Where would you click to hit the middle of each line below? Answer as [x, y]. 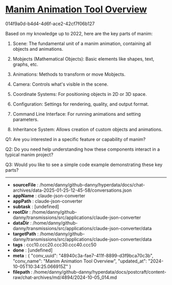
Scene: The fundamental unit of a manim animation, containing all [82, 43]
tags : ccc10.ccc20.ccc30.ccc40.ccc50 [55, 245]
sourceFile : [26, 185]
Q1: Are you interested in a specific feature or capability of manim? [76, 139]
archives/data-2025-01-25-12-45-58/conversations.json [72, 190]
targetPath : [26, 234]
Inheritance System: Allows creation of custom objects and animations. [88, 129]
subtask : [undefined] [36, 207]
